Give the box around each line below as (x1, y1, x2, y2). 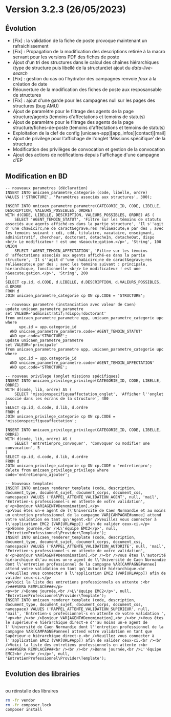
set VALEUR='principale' (5, 342, 58, 347)
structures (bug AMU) (12, 103, 59, 108)
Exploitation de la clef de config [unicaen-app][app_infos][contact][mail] (12, 130, 166, 136)
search (12, 70, 28, 76)
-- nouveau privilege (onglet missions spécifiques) (5, 374, 120, 379)
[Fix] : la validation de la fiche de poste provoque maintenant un (12, 37, 147, 44)
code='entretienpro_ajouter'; (5, 472, 70, 477)
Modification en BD (5, 172, 68, 181)
